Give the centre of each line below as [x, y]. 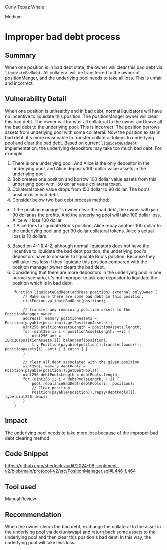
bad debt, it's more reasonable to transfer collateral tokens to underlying [80, 137]
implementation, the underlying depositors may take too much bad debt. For [83, 148]
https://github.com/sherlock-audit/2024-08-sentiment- [62, 466]
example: [14, 153]
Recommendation [33, 514]
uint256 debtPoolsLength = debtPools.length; [71, 375]
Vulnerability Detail [36, 99]
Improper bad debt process [63, 37]
